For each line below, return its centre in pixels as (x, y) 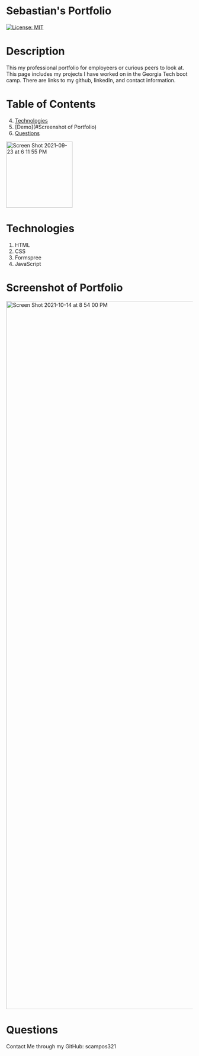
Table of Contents (51, 104)
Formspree (28, 257)
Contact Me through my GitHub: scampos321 (61, 1046)
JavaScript (28, 264)
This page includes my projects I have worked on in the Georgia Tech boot (97, 74)
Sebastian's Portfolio (59, 11)
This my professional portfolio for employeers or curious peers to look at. (95, 68)
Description (36, 51)
